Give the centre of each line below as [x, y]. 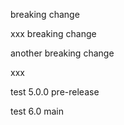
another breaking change [62, 53]
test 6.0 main [37, 111]
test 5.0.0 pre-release [55, 92]
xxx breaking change [53, 33]
